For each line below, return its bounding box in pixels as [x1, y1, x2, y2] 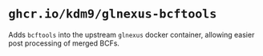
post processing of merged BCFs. [8, 38, 120, 48]
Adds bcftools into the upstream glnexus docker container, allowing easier [8, 30, 255, 39]
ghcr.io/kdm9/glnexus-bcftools [8, 6, 217, 22]
